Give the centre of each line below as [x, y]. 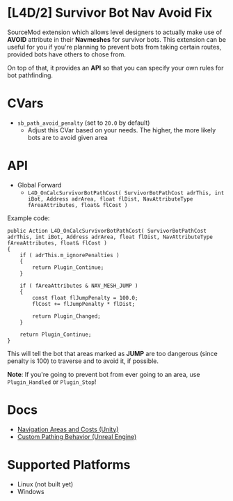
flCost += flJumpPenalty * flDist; [84, 304]
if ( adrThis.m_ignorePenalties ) [70, 255]
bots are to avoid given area [67, 137]
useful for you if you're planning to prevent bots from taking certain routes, [114, 47]
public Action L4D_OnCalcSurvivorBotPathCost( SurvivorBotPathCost [107, 231]
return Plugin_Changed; [66, 316]
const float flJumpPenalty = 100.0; [85, 298]
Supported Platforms [69, 464]
